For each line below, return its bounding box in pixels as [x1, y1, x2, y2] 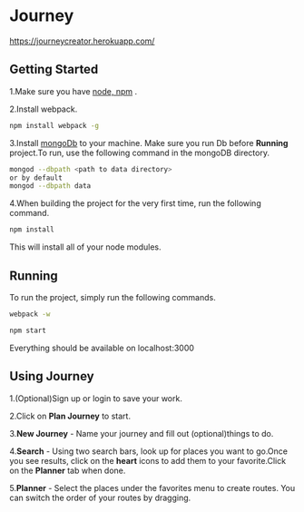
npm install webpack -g [9, 121, 100, 130]
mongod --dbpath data [9, 182, 92, 191]
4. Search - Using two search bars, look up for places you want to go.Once [9, 446, 289, 457]
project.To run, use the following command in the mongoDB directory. [9, 147, 270, 158]
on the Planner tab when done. [9, 465, 126, 476]
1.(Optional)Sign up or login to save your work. [9, 392, 183, 404]
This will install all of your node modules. [9, 241, 162, 252]
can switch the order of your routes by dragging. [9, 492, 191, 503]
